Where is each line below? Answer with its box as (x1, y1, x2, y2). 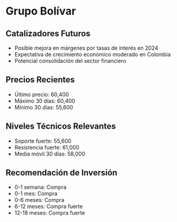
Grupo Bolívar (5, 4, 76, 18)
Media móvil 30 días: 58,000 (14, 150, 85, 157)
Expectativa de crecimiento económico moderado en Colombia (14, 51, 171, 58)
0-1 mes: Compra (14, 190, 58, 197)
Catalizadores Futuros (5, 28, 91, 39)
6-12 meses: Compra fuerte (14, 203, 83, 210)
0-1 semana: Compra (14, 183, 67, 191)
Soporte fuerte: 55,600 (14, 137, 72, 145)
